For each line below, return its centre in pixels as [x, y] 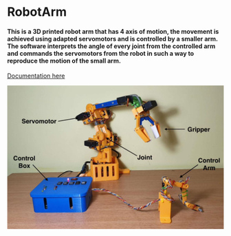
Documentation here [36, 76]
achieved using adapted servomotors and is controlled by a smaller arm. [112, 39]
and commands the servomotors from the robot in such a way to [101, 53]
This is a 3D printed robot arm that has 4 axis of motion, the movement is [113, 31]
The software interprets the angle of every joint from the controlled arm [111, 46]
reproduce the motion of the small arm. [64, 61]
